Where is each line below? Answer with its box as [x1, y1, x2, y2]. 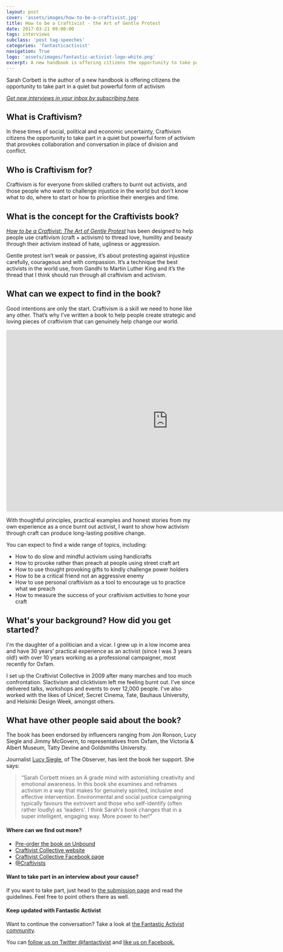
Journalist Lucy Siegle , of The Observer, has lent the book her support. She [6, 756, 195, 763]
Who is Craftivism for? [6, 165, 93, 175]
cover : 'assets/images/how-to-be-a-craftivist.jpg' [6, 15, 139, 21]
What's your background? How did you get [6, 615, 171, 626]
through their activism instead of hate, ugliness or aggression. [6, 240, 161, 247]
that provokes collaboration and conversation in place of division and [6, 140, 178, 148]
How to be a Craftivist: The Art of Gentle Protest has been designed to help [6, 227, 194, 234]
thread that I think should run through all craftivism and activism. [6, 271, 167, 279]
